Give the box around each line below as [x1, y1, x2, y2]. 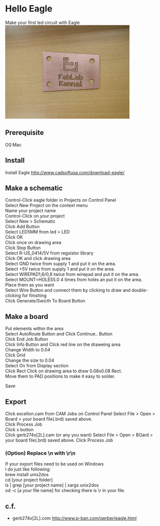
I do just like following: [5, 466, 51, 472]
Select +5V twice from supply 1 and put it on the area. [5, 266, 115, 272]
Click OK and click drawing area [5, 256, 71, 262]
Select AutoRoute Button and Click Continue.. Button [5, 331, 113, 337]
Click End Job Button [5, 336, 48, 342]
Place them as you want [5, 282, 55, 288]
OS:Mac [5, 142, 22, 148]
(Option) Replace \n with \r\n [5, 450, 76, 457]
